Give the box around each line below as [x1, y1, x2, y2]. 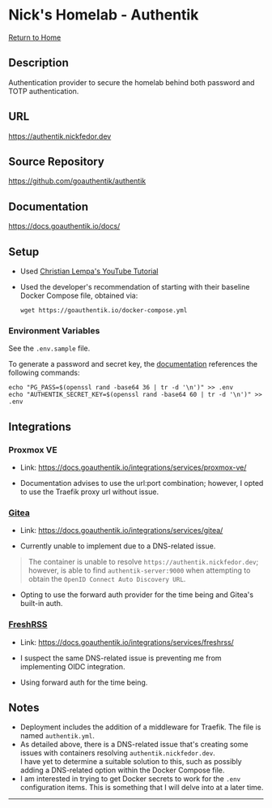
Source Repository [8, 154, 105, 168]
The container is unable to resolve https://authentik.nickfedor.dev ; [28, 557, 259, 567]
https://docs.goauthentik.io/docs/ [8, 221, 121, 231]
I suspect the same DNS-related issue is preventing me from [19, 653, 222, 663]
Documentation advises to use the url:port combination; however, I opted [19, 478, 264, 488]
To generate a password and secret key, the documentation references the [8, 359, 257, 369]
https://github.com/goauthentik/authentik [8, 176, 147, 186]
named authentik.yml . [19, 731, 95, 741]
